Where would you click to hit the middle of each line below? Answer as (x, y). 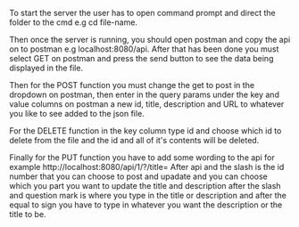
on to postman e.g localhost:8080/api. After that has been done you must (144, 49)
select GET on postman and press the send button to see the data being (141, 58)
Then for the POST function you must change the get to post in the (132, 85)
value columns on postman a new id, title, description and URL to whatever (147, 104)
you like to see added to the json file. (77, 113)
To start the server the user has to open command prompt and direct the (142, 13)
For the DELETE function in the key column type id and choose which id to (145, 131)
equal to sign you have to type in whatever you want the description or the (146, 205)
